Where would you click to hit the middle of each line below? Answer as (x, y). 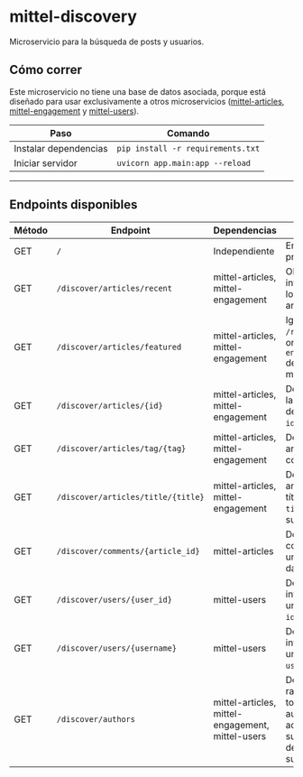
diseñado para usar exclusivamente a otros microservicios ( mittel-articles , (147, 101)
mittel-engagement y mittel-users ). (74, 111)
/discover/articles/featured (119, 347)
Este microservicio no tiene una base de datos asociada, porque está (138, 91)
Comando (188, 133)
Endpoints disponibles (73, 205)
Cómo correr (46, 70)
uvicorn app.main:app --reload (184, 163)
